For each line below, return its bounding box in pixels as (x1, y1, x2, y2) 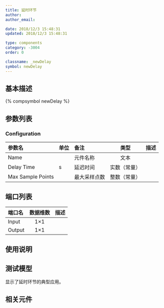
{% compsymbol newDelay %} (5, 98, 70, 104)
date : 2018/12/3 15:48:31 (5, 26, 60, 31)
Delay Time (8, 164, 35, 170)
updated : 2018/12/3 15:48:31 (5, 31, 67, 36)
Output (8, 226, 25, 234)
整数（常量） (109, 174, 141, 180)
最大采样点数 (74, 174, 105, 180)
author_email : (5, 17, 36, 22)
